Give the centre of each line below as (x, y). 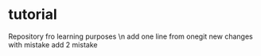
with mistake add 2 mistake (53, 44)
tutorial (33, 15)
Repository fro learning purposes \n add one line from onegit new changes (130, 36)
